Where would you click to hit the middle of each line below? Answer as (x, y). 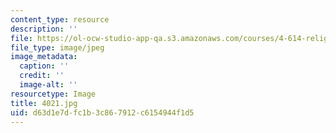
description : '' (44, 29)
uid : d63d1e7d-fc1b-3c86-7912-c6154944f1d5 (102, 112)
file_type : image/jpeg (57, 47)
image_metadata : (44, 57)
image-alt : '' (48, 85)
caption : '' (44, 66)
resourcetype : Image (53, 94)
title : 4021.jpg (44, 103)
